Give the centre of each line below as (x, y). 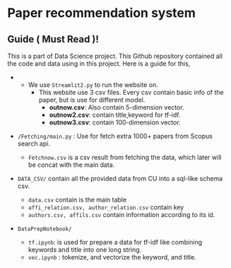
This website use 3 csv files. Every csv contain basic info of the (131, 92)
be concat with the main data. (71, 165)
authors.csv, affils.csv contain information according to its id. (122, 215)
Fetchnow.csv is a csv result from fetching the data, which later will (125, 157)
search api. (34, 144)
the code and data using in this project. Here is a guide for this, (99, 64)
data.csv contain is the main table (77, 200)
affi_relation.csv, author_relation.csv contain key (106, 207)
